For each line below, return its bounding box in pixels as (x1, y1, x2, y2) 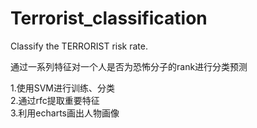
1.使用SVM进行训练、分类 (10, 82, 116, 94)
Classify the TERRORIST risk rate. (10, 40, 149, 52)
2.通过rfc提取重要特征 (10, 94, 100, 106)
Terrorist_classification (10, 7, 208, 30)
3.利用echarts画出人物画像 (10, 107, 120, 119)
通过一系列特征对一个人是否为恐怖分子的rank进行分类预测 (10, 60, 248, 72)
